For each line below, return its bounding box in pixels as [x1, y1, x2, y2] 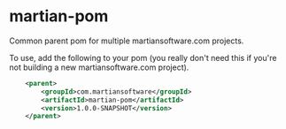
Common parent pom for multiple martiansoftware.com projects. [9, 35, 244, 46]
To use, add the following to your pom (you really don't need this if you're [9, 52, 277, 63]
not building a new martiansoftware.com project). [9, 62, 189, 72]
